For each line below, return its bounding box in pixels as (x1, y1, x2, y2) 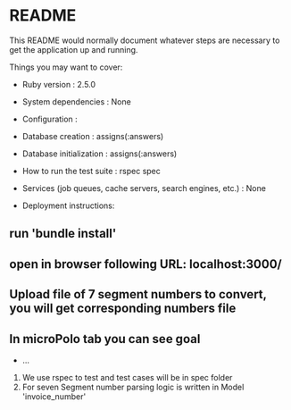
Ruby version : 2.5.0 (21, 79, 96, 89)
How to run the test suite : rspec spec (21, 165, 161, 176)
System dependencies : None (21, 96, 131, 107)
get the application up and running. (9, 44, 138, 54)
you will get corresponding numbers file (9, 301, 237, 316)
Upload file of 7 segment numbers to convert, (9, 287, 267, 302)
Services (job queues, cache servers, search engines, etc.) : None (21, 182, 266, 193)
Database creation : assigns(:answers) (21, 130, 164, 141)
